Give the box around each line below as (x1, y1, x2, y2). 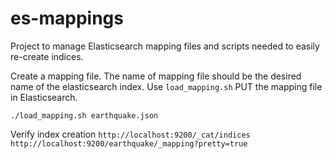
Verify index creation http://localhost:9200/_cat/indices (10, 128, 251, 140)
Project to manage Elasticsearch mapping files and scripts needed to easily (10, 40, 320, 52)
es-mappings (10, 7, 124, 30)
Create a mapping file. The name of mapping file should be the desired (10, 70, 302, 82)
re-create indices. (10, 50, 84, 62)
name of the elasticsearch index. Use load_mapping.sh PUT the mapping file (10, 80, 323, 92)
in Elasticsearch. (10, 91, 78, 103)
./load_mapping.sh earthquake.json (10, 110, 159, 121)
